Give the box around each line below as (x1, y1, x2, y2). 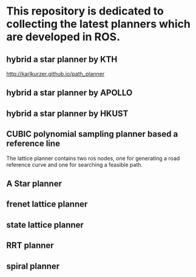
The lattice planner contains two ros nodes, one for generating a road (6, 155, 180, 162)
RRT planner (6, 241, 54, 251)
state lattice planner (6, 219, 84, 230)
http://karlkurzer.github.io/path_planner (6, 70, 105, 77)
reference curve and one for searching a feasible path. (6, 161, 143, 168)
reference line (6, 138, 61, 149)
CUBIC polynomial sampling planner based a (6, 129, 178, 139)
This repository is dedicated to (6, 4, 164, 18)
